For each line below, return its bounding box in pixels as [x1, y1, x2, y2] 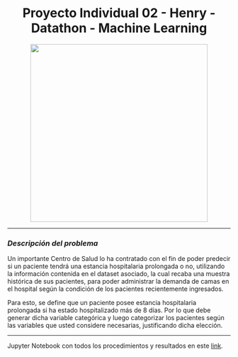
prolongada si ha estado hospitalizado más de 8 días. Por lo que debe [7, 306, 211, 314]
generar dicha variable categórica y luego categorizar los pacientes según [7, 314, 225, 322]
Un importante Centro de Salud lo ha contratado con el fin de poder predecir [7, 255, 231, 263]
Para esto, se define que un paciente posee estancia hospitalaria [7, 299, 197, 307]
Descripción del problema [7, 238, 98, 248]
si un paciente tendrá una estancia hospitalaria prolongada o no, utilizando [7, 262, 225, 271]
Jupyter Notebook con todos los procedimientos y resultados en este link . [7, 341, 223, 350]
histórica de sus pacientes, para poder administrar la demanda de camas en [7, 277, 229, 286]
